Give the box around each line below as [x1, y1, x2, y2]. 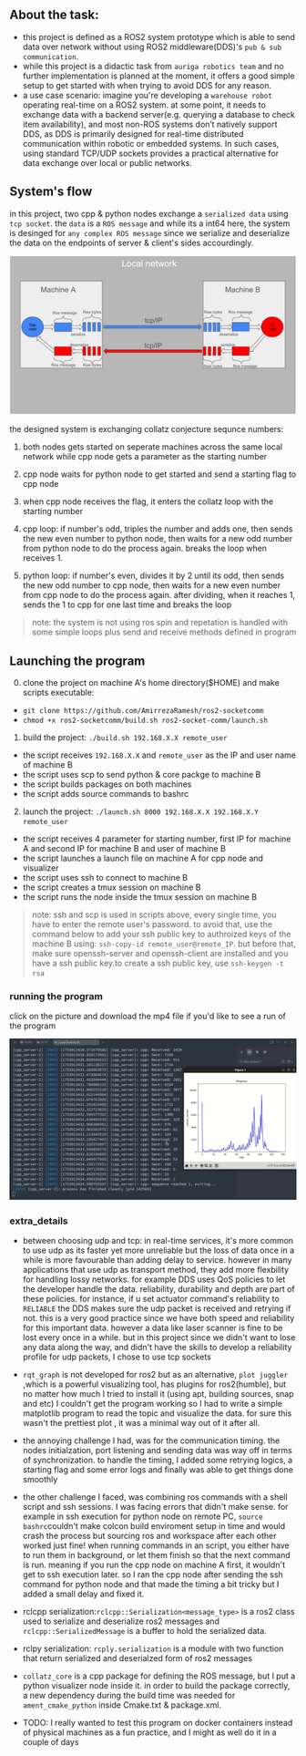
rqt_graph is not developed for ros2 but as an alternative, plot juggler [22, 1369, 289, 1380]
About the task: [9, 7, 99, 23]
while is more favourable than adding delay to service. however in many [22, 1255, 293, 1265]
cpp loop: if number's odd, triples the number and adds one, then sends [22, 523, 293, 534]
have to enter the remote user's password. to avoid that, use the [31, 919, 273, 929]
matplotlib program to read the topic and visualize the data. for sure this [22, 1408, 292, 1419]
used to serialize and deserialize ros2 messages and [22, 1616, 220, 1627]
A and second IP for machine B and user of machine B [22, 843, 226, 853]
